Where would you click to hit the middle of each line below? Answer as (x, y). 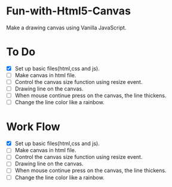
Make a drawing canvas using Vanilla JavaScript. (66, 28)
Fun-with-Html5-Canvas (69, 11)
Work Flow (33, 127)
